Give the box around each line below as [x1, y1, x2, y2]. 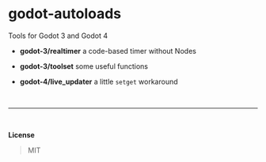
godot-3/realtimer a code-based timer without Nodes [19, 46, 196, 55]
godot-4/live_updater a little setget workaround [19, 77, 178, 86]
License [8, 130, 36, 139]
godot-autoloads [8, 5, 122, 23]
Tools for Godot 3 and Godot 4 [8, 31, 108, 40]
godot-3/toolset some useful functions [19, 61, 149, 71]
